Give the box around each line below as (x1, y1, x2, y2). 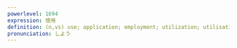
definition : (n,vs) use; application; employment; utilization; (7, 23, 200, 30)
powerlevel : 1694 (7, 10, 59, 18)
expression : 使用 (7, 17, 56, 24)
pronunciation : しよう (7, 30, 71, 37)
